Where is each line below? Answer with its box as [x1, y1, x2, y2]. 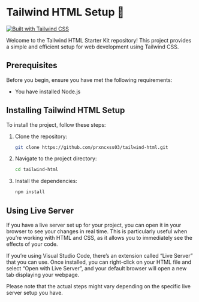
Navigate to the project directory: [14, 155, 97, 162]
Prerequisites [6, 60, 58, 71]
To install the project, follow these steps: [6, 121, 106, 128]
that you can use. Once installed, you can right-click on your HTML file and [6, 258, 192, 266]
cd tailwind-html [14, 167, 59, 173]
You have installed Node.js [14, 88, 81, 95]
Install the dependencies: [14, 178, 78, 185]
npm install [14, 189, 45, 195]
